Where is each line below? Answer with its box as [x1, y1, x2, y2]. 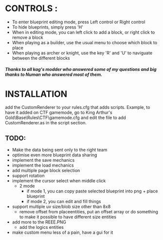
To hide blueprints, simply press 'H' [12, 24, 84, 30]
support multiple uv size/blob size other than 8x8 [12, 204, 111, 209]
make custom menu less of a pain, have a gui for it [12, 229, 113, 236]
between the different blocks [12, 55, 70, 61]
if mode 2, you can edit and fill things [26, 199, 101, 205]
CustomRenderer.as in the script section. [5, 120, 87, 126]
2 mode [19, 183, 35, 189]
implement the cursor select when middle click [12, 178, 106, 184]
